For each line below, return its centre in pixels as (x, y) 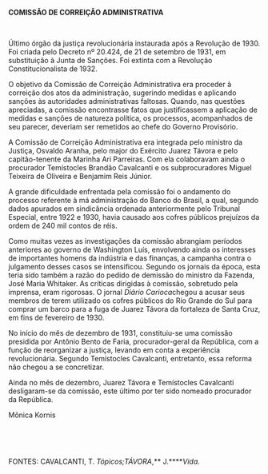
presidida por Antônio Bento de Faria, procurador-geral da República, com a (133, 341)
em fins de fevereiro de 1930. (56, 317)
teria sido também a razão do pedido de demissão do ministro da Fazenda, (132, 275)
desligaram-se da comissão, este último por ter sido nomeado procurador (130, 391)
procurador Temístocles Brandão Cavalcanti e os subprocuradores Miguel (130, 167)
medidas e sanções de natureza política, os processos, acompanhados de (131, 118)
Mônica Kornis (32, 415)
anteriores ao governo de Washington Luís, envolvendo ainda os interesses (132, 249)
